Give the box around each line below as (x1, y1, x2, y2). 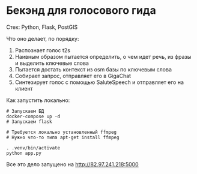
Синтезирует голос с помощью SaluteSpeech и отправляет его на (14, 79, 184, 86)
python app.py (6, 150, 42, 156)
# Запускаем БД (6, 108, 44, 114)
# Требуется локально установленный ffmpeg (6, 129, 117, 135)
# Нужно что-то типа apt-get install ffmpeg (6, 134, 120, 140)
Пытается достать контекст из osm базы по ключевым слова (14, 65, 172, 73)
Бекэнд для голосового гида (6, 4, 156, 17)
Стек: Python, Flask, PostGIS (6, 23, 78, 31)
